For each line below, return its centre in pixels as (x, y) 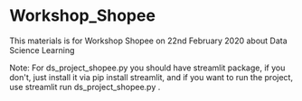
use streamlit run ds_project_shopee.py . (85, 87)
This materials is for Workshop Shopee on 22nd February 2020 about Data (148, 41)
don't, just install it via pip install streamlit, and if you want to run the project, (151, 77)
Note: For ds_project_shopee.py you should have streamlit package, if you (147, 68)
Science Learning (42, 50)
